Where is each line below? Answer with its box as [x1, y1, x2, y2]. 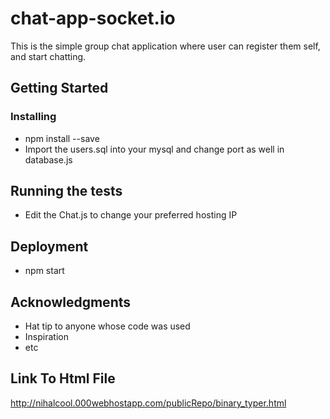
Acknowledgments [10, 293, 132, 311]
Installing [10, 110, 57, 124]
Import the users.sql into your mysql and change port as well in [24, 143, 285, 155]
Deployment [10, 238, 89, 255]
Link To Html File [10, 370, 116, 387]
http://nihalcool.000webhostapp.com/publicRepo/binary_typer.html [10, 397, 287, 409]
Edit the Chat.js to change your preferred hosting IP [24, 209, 238, 221]
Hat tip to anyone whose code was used [24, 320, 191, 332]
